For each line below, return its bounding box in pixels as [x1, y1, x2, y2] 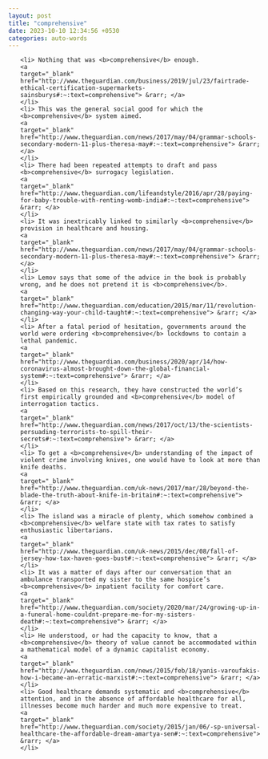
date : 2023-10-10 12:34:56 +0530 [8, 26, 120, 34]
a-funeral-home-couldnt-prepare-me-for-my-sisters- [19, 611, 196, 619]
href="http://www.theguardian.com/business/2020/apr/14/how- [19, 358, 229, 366]
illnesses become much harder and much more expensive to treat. [19, 702, 242, 710]
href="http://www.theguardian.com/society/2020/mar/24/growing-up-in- [19, 603, 261, 612]
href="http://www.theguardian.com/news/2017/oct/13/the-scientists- [19, 421, 254, 429]
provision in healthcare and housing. [19, 225, 150, 233]
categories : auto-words [8, 34, 88, 43]
